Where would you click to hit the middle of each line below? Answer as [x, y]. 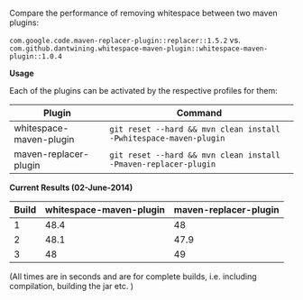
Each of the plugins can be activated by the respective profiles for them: [143, 91]
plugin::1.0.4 [36, 57]
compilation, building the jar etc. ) [71, 286]
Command [199, 113]
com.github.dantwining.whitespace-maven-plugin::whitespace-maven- [139, 49]
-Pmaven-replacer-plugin [163, 164]
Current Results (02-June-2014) [71, 187]
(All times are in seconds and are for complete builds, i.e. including [133, 277]
